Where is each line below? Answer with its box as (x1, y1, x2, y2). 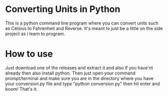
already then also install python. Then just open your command (5, 70, 135, 76)
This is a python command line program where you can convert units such (5, 20, 159, 26)
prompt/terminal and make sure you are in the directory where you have (5, 75, 154, 81)
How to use (5, 48, 53, 59)
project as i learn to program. (5, 30, 65, 36)
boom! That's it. (5, 86, 38, 92)
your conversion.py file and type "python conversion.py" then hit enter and (5, 80, 160, 86)
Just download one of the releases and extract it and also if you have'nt (5, 64, 153, 70)
